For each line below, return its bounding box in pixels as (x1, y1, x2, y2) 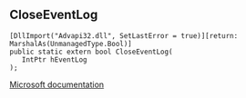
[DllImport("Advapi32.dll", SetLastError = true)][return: (9, 31, 239, 40)
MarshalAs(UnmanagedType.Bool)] (9, 39, 132, 48)
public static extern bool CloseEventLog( (9, 47, 173, 56)
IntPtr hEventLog (21, 54, 88, 64)
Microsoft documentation (9, 79, 105, 90)
